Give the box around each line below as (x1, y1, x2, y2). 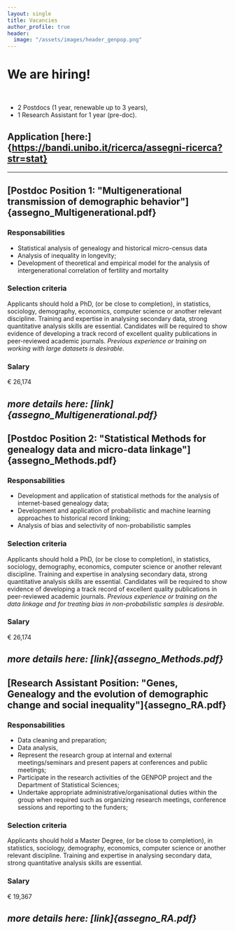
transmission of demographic (7, 196, 139, 208)
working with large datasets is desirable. (7, 344, 124, 353)
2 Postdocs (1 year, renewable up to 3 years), (17, 103, 148, 112)
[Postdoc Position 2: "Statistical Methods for (7, 433, 206, 444)
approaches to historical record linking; (17, 514, 131, 522)
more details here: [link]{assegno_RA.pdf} (7, 912, 197, 924)
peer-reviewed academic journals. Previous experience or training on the (7, 592, 218, 600)
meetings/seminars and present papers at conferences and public (17, 758, 208, 766)
